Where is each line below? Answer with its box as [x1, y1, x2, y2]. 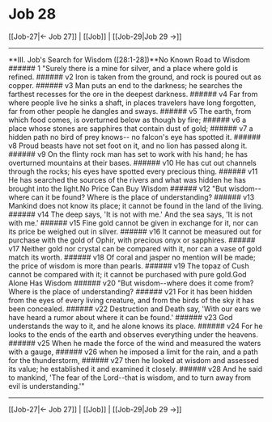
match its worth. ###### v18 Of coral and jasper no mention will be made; [8, 252, 257, 262]
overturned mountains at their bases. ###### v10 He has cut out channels [8, 158, 257, 167]
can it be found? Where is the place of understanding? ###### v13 [31, 192, 255, 202]
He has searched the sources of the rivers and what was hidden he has [8, 175, 247, 184]
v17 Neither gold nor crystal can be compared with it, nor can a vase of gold [8, 243, 261, 253]
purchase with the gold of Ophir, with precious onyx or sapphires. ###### [8, 235, 256, 245]
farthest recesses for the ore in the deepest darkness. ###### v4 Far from [8, 89, 258, 99]
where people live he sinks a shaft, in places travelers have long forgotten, [8, 98, 257, 108]
